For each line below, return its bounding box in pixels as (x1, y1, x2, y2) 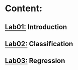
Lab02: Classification (5, 39, 73, 48)
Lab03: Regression (5, 57, 66, 65)
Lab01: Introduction (5, 23, 67, 31)
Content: (5, 3, 43, 14)
